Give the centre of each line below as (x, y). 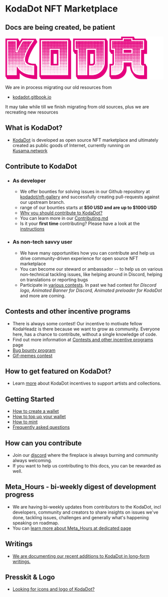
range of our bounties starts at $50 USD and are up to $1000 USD (88, 208)
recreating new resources (32, 112)
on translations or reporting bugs (54, 280)
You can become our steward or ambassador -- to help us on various (91, 269)
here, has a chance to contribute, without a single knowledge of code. (85, 334)
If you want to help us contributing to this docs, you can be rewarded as (87, 465)
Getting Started (30, 399)
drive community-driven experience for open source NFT (79, 258)
